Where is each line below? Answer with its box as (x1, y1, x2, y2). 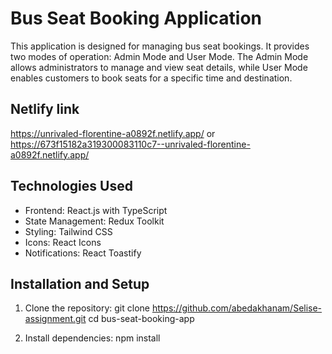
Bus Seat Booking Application (10, 7, 262, 30)
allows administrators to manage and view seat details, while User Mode (10, 61, 308, 73)
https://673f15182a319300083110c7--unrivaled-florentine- (10, 138, 251, 150)
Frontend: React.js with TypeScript (24, 204, 168, 216)
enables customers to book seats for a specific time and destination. (10, 72, 293, 84)
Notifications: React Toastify (24, 247, 142, 259)
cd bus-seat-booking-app (88, 313, 195, 325)
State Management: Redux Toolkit (24, 215, 165, 227)
